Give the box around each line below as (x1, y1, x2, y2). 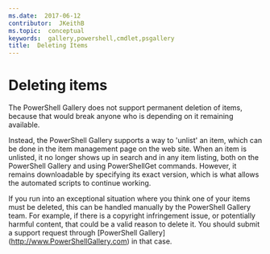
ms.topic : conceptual (8, 27, 85, 35)
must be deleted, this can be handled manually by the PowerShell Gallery (8, 203, 251, 212)
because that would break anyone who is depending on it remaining (8, 112, 234, 121)
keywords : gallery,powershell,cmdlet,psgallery (8, 34, 175, 43)
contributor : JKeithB (8, 19, 85, 27)
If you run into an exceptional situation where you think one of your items (8, 194, 251, 203)
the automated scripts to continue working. (8, 178, 152, 188)
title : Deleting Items (8, 42, 89, 50)
